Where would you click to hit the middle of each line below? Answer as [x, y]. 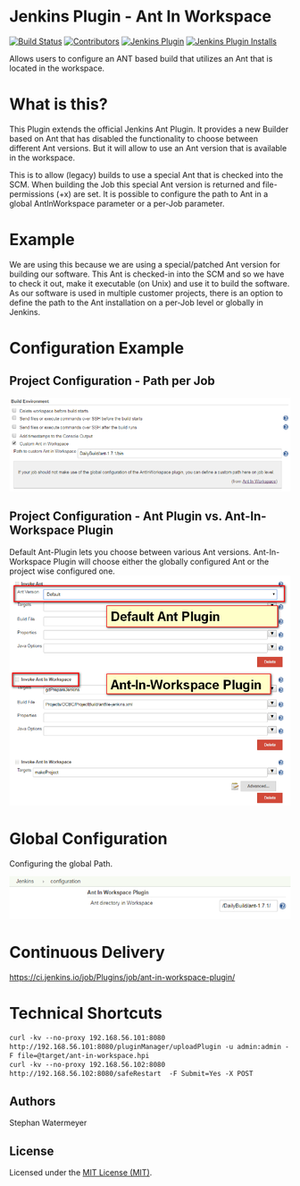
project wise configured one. [62, 571]
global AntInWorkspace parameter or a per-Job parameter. [117, 203]
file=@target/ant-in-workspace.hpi [83, 1056]
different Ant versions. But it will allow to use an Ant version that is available [148, 148]
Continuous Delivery [87, 952]
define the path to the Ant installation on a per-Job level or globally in [136, 303]
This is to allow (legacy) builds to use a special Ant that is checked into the [146, 175]
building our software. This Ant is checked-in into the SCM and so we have [147, 274]
